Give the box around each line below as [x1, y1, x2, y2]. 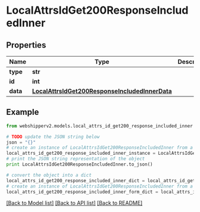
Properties [6, 40, 46, 50]
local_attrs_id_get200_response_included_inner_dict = [6, 177, 145, 183]
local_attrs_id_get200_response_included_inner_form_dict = [6, 189, 159, 195]
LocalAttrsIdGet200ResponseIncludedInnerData [32, 87, 173, 95]
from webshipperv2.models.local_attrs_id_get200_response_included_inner [6, 123, 193, 129]
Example [6, 107, 39, 117]
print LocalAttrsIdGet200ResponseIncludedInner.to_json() [6, 161, 153, 167]
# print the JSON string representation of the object [6, 156, 145, 162]
